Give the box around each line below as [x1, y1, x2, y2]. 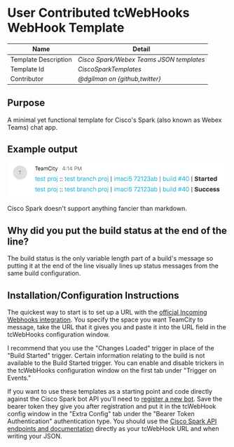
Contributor [10, 75, 44, 83]
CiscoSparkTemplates [78, 64, 142, 73]
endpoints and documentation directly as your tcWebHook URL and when [7, 424, 219, 432]
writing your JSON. [7, 432, 62, 440]
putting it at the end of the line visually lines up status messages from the [7, 261, 219, 270]
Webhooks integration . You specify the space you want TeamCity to [7, 315, 203, 324]
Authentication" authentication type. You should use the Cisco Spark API [7, 417, 217, 425]
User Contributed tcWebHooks [7, 5, 190, 21]
